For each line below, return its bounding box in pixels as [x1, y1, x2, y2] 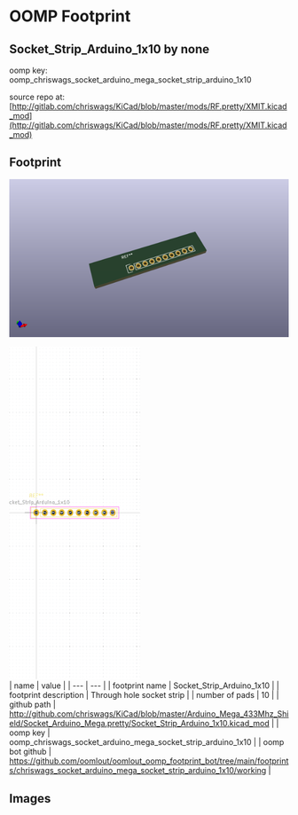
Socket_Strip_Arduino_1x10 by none [9, 42, 210, 57]
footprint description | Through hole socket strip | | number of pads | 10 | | [9, 690, 279, 701]
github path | [9, 699, 56, 710]
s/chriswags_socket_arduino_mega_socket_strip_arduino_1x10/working [9, 765, 267, 776]
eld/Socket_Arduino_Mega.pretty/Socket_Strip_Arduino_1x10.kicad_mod [9, 718, 271, 729]
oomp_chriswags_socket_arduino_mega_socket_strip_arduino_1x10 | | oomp [9, 737, 285, 748]
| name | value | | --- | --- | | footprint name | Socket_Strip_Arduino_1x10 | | [9, 680, 279, 691]
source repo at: [9, 91, 65, 102]
